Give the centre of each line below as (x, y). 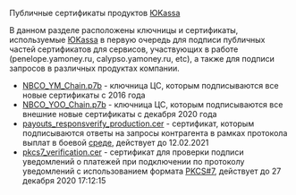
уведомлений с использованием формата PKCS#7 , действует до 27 (152, 171)
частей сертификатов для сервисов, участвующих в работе (124, 49)
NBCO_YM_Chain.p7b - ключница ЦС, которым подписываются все (150, 85)
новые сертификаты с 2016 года (84, 95)
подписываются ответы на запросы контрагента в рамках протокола (155, 133)
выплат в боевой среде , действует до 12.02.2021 (115, 143)
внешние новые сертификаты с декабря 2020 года (119, 114)
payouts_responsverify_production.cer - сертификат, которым (138, 123)
